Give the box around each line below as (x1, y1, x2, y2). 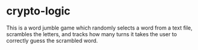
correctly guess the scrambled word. (6, 37, 98, 44)
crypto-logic (6, 4, 71, 18)
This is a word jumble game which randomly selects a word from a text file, (6, 24, 193, 31)
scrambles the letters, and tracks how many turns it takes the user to (6, 30, 177, 37)
